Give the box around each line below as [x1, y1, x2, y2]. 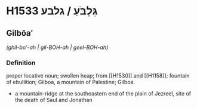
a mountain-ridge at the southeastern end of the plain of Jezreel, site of [14, 90, 192, 97]
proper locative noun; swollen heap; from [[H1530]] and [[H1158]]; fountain [6, 72, 190, 79]
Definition [6, 58, 36, 67]
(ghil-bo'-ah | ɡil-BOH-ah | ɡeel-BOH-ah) [6, 44, 109, 51]
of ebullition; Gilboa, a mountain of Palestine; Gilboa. [6, 79, 136, 86]
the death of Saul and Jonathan [14, 97, 93, 104]
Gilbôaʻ [6, 28, 33, 38]
